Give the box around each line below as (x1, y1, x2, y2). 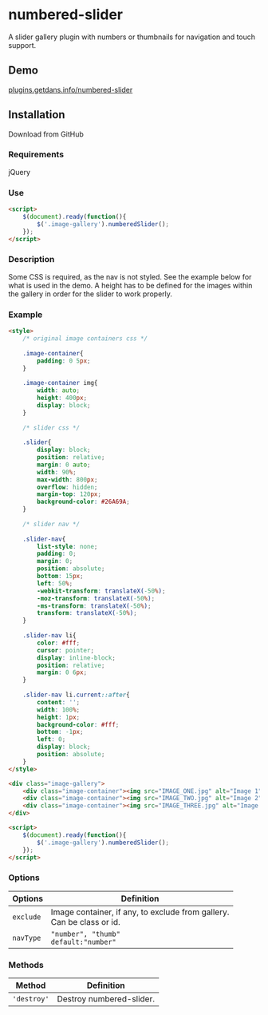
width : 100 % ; (37, 705, 81, 714)
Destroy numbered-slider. (57, 993, 156, 1004)
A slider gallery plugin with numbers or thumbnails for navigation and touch (8, 32, 256, 42)
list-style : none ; (37, 542, 98, 550)
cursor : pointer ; (37, 646, 94, 654)
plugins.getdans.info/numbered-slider (8, 85, 133, 94)
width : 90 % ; (37, 468, 77, 476)
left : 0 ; (37, 735, 66, 743)
